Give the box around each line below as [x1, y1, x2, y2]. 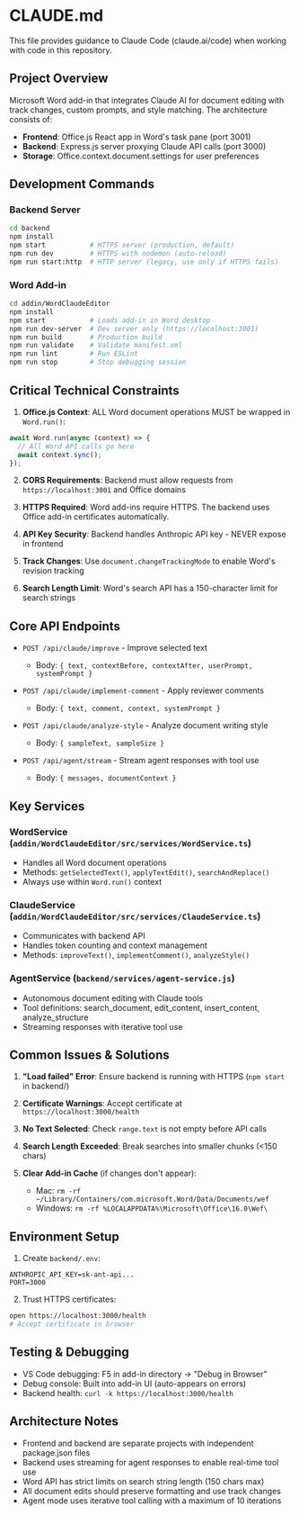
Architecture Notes [9, 1414, 119, 1429]
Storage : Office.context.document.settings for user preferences [22, 150, 259, 161]
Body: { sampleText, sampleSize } [35, 737, 164, 748]
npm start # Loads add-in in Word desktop [9, 316, 211, 325]
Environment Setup [9, 1229, 119, 1244]
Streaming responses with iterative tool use [22, 1021, 183, 1032]
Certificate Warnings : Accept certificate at [22, 1098, 182, 1109]
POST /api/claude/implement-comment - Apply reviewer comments [22, 685, 265, 696]
